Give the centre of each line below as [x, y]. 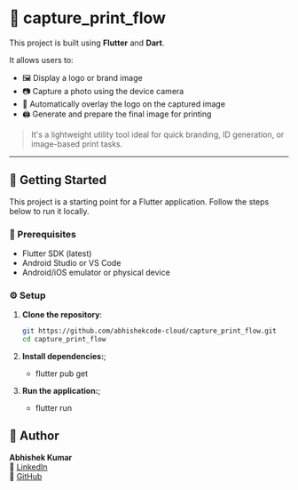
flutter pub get [62, 374]
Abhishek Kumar [41, 457]
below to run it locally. [50, 211]
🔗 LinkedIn [28, 467]
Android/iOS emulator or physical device [96, 273]
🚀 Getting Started [58, 180]
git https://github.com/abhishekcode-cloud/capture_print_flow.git [149, 331]
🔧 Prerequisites [43, 234]
